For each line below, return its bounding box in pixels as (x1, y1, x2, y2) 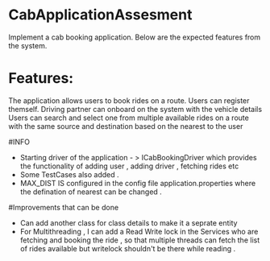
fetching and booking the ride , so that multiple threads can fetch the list (19, 235, 260, 245)
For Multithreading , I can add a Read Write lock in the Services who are (19, 226, 259, 236)
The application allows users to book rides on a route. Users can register (8, 95, 250, 106)
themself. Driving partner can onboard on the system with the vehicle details (8, 104, 263, 114)
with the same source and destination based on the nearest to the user (8, 121, 243, 130)
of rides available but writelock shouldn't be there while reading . (19, 243, 236, 253)
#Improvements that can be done (8, 202, 119, 212)
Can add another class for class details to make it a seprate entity (19, 217, 238, 227)
